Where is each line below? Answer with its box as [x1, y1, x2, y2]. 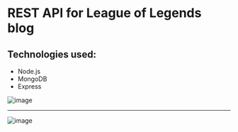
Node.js [17, 67, 41, 75]
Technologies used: [7, 48, 97, 60]
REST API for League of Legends [7, 5, 202, 21]
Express [17, 82, 42, 90]
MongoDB [17, 75, 47, 83]
